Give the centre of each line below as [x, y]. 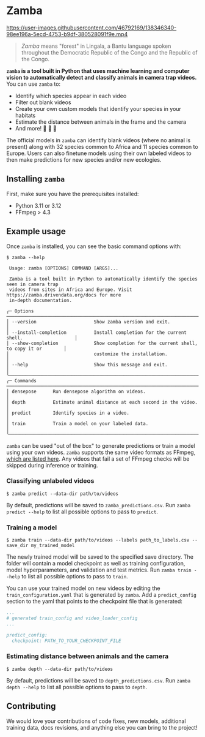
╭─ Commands [21, 380]
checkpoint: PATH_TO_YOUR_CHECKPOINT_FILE [67, 641]
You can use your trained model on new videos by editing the [83, 588]
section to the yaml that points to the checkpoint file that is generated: [95, 602]
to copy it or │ [37, 349]
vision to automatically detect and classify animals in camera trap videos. [102, 77]
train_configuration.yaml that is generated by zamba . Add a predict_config [101, 595]
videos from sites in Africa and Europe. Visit [70, 289]
